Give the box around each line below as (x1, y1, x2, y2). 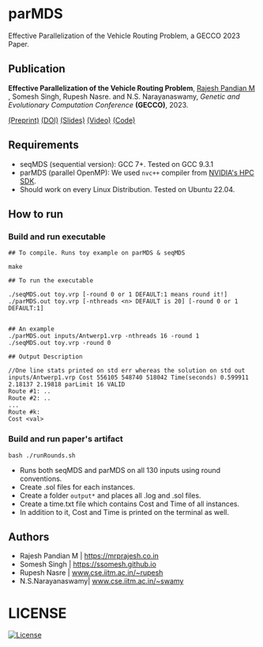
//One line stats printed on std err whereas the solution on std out (8, 367, 246, 375)
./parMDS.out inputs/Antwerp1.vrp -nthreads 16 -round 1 (8, 332, 200, 340)
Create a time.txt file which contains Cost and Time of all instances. (19, 499, 240, 509)
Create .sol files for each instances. (19, 482, 136, 491)
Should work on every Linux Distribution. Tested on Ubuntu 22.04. (19, 184, 235, 194)
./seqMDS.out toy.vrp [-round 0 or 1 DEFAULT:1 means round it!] (8, 290, 227, 299)
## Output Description (8, 353, 83, 361)
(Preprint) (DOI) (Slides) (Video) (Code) (8, 115, 136, 125)
